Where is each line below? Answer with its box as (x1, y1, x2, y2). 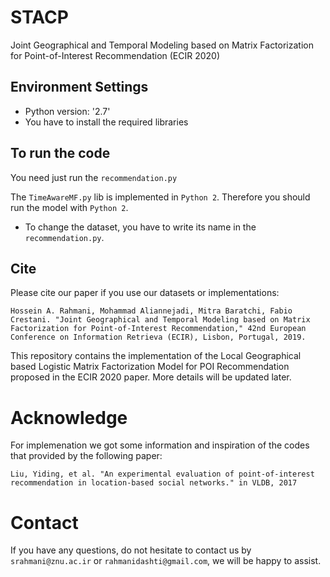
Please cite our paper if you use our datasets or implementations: (10, 287, 280, 299)
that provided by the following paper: (10, 450, 163, 462)
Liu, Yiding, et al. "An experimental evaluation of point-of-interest (10, 469, 315, 480)
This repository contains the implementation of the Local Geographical (10, 350, 302, 362)
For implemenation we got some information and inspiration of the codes (10, 439, 310, 451)
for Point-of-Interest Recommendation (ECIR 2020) (10, 49, 221, 61)
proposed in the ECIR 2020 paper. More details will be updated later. (10, 371, 292, 383)
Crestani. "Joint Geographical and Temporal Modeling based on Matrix (10, 315, 311, 325)
